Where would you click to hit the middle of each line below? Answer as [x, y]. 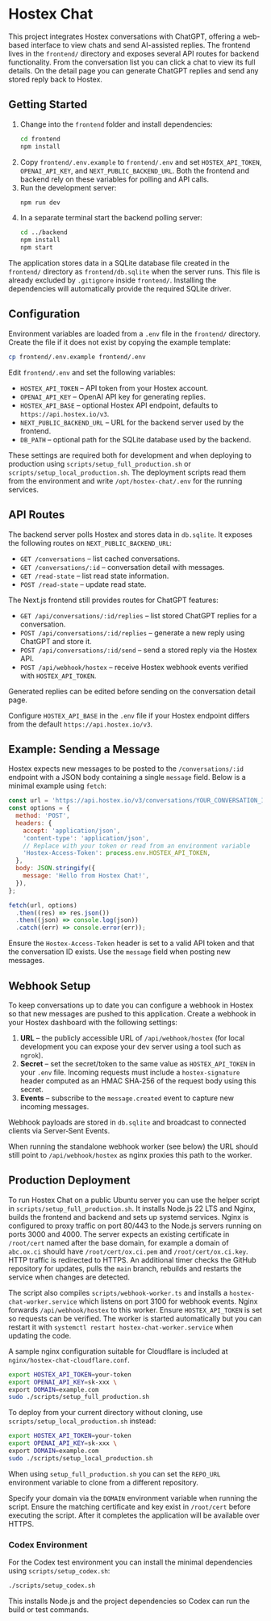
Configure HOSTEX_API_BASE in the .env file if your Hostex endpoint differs [129, 715]
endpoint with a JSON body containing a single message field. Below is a [127, 777]
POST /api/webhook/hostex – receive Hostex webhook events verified [134, 667]
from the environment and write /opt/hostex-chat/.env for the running [125, 480]
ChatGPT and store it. [56, 641]
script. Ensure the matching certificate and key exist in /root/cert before [130, 1506]
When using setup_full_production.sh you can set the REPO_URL [115, 1473]
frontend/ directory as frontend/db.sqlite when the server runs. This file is [134, 272]
